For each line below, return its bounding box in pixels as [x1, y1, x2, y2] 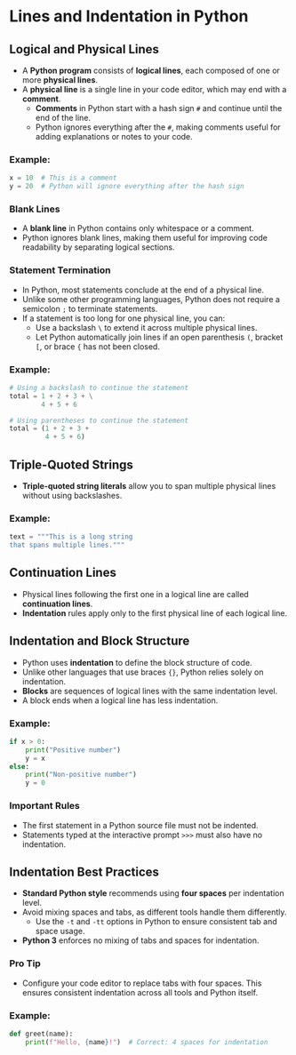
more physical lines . [21, 75, 99, 85]
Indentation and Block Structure [9, 634, 190, 649]
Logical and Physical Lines [9, 42, 160, 57]
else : [9, 762, 29, 771]
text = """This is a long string [9, 532, 133, 541]
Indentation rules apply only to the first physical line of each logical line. [21, 607, 287, 619]
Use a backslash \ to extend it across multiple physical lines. [35, 322, 258, 332]
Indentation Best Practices [9, 864, 160, 879]
